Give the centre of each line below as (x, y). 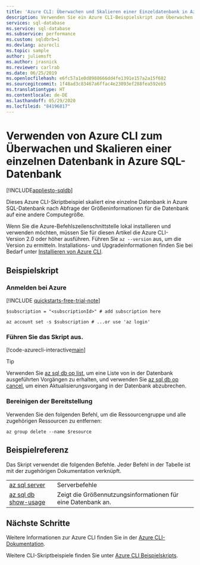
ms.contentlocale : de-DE (37, 95)
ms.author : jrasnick (32, 62)
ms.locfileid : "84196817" (38, 106)
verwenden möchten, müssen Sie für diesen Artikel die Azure (81, 233)
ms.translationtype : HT (36, 90)
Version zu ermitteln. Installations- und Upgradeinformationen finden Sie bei (100, 245)
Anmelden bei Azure (36, 288)
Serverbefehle (77, 485)
